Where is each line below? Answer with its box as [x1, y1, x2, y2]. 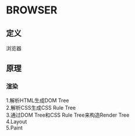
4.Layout [6, 118, 27, 125]
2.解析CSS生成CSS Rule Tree [6, 104, 76, 111]
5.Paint [6, 124, 23, 131]
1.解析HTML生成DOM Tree [6, 97, 69, 104]
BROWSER [6, 4, 58, 17]
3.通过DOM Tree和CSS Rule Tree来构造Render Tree [6, 111, 130, 118]
